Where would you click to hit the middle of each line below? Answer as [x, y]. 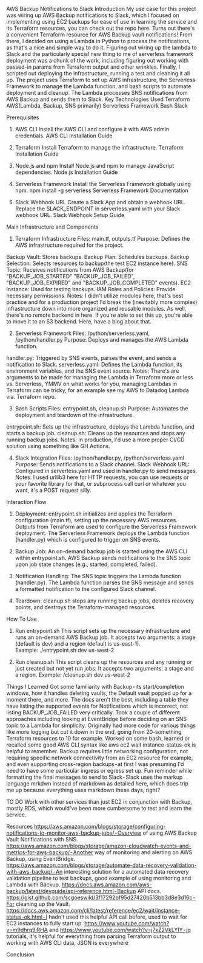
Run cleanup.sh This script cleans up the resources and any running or [103, 662]
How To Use [22, 619]
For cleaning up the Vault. [38, 904]
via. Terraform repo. [31, 397]
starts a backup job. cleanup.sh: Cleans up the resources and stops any [96, 433]
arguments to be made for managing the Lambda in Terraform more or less [100, 377]
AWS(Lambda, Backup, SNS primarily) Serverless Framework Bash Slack [97, 105]
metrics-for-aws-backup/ [38, 852]
